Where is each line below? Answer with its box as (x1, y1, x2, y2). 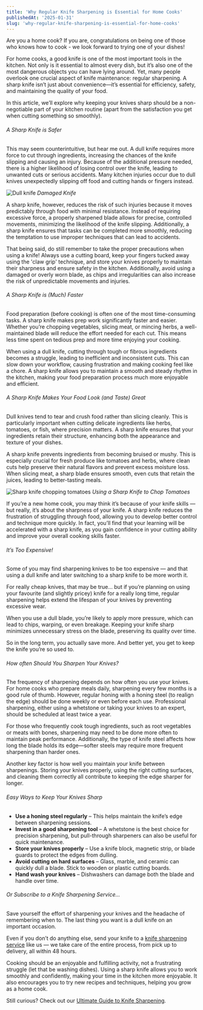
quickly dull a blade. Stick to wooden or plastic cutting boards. (15, 864, 171, 871)
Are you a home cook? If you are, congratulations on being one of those (6, 37, 186, 44)
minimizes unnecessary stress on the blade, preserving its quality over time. (6, 627, 196, 635)
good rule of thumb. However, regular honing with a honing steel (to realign (6, 691, 194, 698)
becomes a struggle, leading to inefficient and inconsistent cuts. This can (6, 354, 190, 361)
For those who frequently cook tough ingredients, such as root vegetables (6, 722, 191, 730)
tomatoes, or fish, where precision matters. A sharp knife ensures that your (6, 425, 194, 433)
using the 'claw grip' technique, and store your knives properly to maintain (6, 258, 192, 265)
